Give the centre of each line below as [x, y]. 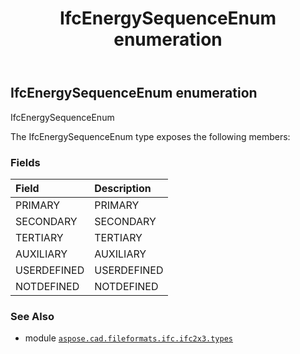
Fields [25, 162]
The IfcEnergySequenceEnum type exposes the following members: [150, 136]
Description [123, 188]
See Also [32, 316]
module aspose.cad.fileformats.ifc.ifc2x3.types [128, 338]
